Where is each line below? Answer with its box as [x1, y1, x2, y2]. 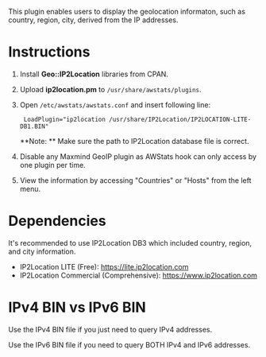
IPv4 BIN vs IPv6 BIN [8, 298, 147, 316]
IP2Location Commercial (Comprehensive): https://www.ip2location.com [19, 270, 258, 280]
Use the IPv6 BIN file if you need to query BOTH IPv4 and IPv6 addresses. [8, 340, 251, 349]
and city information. [8, 246, 76, 256]
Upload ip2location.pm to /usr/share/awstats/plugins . [19, 84, 202, 94]
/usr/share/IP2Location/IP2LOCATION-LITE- [108, 115, 252, 123]
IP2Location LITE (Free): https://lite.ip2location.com [19, 262, 189, 271]
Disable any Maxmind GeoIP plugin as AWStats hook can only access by [19, 151, 256, 161]
